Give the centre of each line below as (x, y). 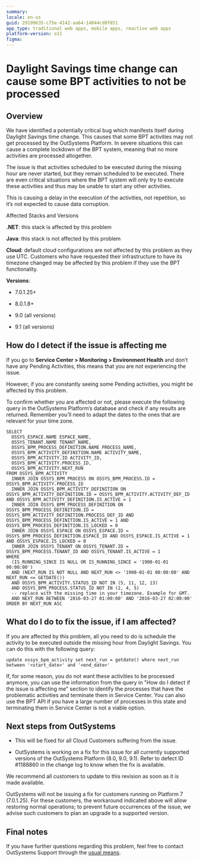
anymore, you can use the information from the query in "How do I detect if (98, 682)
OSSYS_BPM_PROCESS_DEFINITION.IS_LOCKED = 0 (62, 525)
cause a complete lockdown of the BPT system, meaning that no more (92, 149)
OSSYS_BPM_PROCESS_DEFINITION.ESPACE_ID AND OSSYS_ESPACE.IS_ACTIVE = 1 (98, 536)
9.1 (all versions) (34, 327)
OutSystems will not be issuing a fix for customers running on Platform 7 (94, 794)
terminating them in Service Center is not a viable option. (76, 708)
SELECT (14, 432)
